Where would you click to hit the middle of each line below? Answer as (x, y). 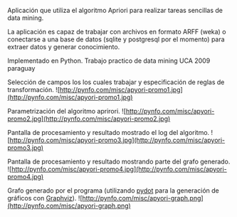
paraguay (21, 68)
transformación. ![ (34, 90)
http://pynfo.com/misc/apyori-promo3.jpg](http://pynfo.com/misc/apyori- (117, 140)
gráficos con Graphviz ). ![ (45, 198)
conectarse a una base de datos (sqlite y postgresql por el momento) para (116, 39)
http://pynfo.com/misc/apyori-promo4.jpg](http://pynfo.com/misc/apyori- (120, 169)
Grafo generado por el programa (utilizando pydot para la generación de (113, 191)
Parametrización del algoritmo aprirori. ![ (67, 111)
